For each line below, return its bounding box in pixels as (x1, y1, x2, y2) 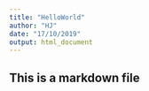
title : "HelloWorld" (9, 12, 86, 22)
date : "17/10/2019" (9, 29, 82, 38)
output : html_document (9, 37, 93, 47)
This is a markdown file (9, 70, 140, 85)
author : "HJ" (9, 21, 58, 30)
